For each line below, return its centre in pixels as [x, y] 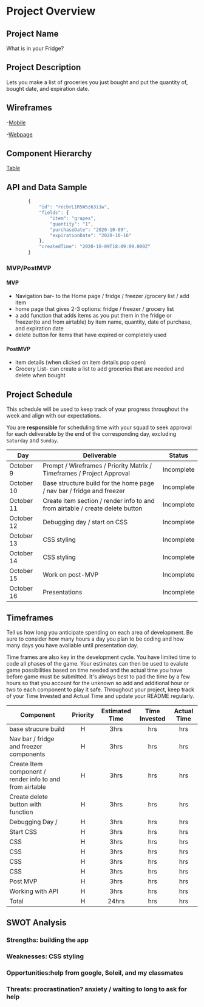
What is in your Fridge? [35, 48]
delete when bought [40, 375]
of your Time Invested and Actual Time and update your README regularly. [100, 696]
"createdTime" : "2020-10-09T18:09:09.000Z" [94, 247]
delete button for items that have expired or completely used [91, 335]
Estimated [116, 711]
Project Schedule [39, 394]
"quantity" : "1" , [72, 224]
